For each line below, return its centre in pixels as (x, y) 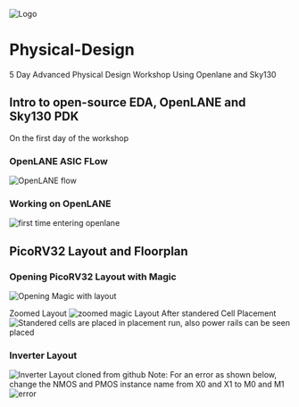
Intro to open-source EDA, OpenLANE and (128, 103)
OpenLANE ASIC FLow (59, 161)
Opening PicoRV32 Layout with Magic (93, 277)
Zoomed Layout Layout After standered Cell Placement (143, 313)
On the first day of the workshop (69, 137)
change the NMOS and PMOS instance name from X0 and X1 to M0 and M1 (147, 385)
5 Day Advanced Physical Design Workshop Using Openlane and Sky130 (143, 74)
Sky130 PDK (44, 116)
